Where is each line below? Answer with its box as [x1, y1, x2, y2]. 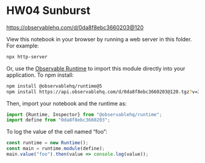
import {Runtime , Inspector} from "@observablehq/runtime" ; [6, 111, 163, 117]
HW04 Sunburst [6, 4, 91, 18]
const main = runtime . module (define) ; [6, 145, 105, 152]
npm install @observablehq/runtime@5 [6, 83, 103, 89]
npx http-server [6, 54, 48, 60]
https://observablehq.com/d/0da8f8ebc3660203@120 [6, 24, 144, 31]
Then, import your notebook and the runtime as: [6, 100, 127, 107]
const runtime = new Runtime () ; [6, 140, 88, 146]
